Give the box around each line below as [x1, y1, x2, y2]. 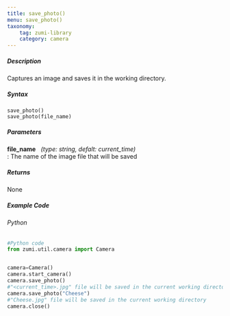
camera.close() [7, 303, 51, 310]
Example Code [7, 201, 50, 210]
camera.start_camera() [7, 271, 72, 278]
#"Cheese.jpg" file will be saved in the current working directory [7, 296, 207, 303]
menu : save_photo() [7, 16, 63, 23]
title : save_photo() [7, 10, 66, 17]
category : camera [19, 36, 69, 43]
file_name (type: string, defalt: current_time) [7, 145, 136, 153]
